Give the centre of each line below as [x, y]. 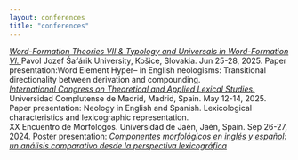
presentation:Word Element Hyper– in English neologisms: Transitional [138, 70]
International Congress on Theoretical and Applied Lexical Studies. [132, 89]
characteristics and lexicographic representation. [99, 117]
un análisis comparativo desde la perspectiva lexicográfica [118, 145]
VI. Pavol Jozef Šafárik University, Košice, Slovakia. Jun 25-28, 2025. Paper [148, 60]
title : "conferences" [49, 26]
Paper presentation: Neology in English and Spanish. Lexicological [130, 108]
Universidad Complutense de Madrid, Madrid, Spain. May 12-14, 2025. [138, 98]
